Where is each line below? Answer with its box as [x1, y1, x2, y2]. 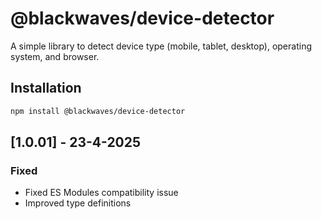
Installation [10, 80, 82, 97]
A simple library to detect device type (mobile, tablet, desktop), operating [10, 40, 312, 52]
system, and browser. [10, 50, 100, 62]
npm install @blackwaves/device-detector [10, 106, 186, 116]
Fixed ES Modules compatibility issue [24, 187, 179, 199]
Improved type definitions [24, 197, 132, 209]
